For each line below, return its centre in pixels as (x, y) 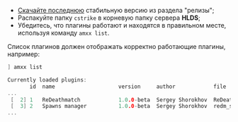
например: (24, 54)
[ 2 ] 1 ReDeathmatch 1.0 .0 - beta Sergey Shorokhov (109, 100)
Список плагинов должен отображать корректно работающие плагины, (117, 46)
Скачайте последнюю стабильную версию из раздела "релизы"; (116, 10)
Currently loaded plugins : (47, 80)
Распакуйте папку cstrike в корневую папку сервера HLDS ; (109, 18)
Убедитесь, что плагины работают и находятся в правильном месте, (122, 25)
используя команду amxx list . (63, 33)
